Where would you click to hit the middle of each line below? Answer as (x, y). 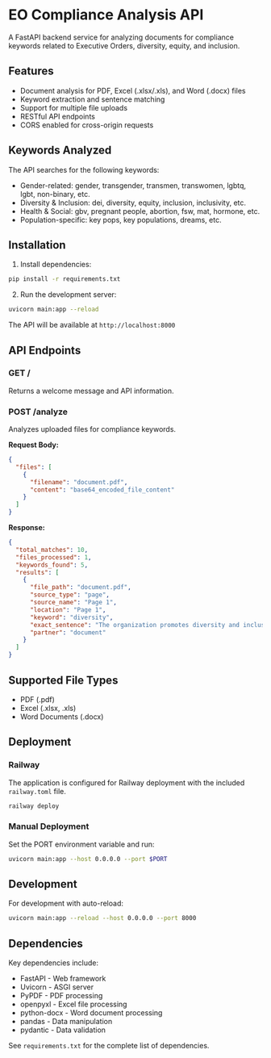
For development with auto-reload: (66, 903)
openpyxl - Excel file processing (73, 1004)
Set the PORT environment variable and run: (81, 844)
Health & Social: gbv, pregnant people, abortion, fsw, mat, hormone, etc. (140, 211)
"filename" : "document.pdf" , (79, 482)
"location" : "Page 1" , (68, 610)
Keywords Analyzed (60, 151)
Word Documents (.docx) (62, 717)
